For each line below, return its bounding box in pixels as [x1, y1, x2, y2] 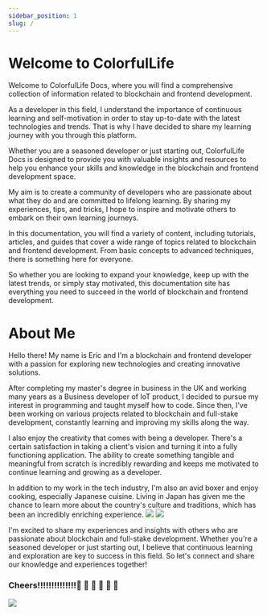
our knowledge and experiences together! [8, 559, 147, 569]
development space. [8, 172, 76, 181]
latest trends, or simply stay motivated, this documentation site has [8, 279, 231, 289]
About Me [8, 324, 76, 343]
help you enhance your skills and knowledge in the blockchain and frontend [8, 163, 259, 173]
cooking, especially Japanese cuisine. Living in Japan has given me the [8, 492, 245, 501]
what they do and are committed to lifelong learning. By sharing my [8, 196, 231, 206]
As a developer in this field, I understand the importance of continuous [8, 105, 243, 114]
